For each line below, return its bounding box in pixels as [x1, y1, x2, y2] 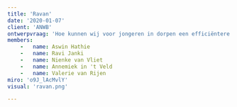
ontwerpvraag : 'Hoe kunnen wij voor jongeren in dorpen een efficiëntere [7, 30, 231, 38]
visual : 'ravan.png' [7, 83, 69, 90]
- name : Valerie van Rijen [20, 69, 106, 77]
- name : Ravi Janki [20, 50, 84, 57]
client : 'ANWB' [7, 23, 53, 30]
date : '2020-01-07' [7, 17, 65, 24]
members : [7, 37, 33, 44]
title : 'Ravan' [7, 10, 53, 18]
